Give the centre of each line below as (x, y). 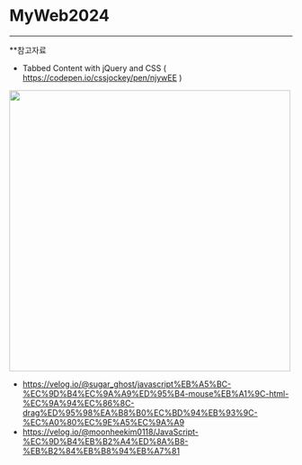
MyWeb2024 (59, 16)
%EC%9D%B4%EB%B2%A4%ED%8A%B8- (105, 441)
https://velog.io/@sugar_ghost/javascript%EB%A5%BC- (127, 384)
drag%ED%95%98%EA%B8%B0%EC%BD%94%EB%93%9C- (140, 412)
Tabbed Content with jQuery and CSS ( (94, 67)
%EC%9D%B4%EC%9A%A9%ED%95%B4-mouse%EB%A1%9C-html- (155, 393)
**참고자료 (28, 49)
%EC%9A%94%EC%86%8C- (78, 403)
